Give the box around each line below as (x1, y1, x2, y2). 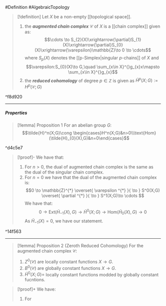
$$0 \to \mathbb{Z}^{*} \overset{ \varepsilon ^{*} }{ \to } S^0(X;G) (25, 187, 160, 193)
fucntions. (24, 277, 45, 283)
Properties (5, 110, 28, 116)
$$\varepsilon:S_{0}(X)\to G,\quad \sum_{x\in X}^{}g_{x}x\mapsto (26, 64, 160, 70)
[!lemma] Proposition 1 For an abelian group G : (17, 122, 112, 128)
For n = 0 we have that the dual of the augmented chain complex (24, 175, 157, 180)
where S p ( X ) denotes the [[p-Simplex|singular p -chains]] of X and (24, 55, 159, 62)
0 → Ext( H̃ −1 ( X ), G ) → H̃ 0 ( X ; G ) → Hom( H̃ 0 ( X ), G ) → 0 (39, 208, 147, 216)
